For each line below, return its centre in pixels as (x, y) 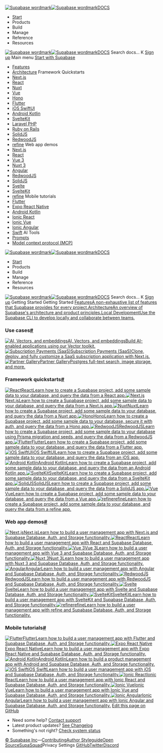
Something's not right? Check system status (56, 731)
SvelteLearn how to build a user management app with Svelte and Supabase (81, 589)
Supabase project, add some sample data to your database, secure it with (79, 421)
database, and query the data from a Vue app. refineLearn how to (78, 499)
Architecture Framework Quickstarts (48, 72)
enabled (13, 346)
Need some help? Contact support (47, 720)
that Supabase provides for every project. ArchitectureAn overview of (74, 307)
